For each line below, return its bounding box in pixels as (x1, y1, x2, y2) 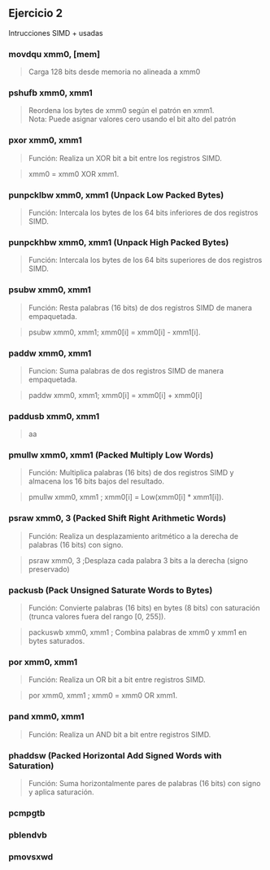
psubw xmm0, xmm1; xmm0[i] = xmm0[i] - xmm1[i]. (28, 327, 201, 337)
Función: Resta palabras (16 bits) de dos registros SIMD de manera (28, 303, 252, 313)
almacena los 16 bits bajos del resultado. (28, 476, 165, 487)
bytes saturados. (28, 636, 85, 646)
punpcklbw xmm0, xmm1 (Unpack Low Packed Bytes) (8, 189, 224, 200)
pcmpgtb (8, 807, 46, 819)
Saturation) (8, 760, 54, 772)
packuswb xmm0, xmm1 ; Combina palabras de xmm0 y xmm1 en (28, 627, 247, 637)
